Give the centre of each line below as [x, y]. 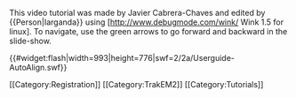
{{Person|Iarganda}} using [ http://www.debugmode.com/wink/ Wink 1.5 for [147, 22]
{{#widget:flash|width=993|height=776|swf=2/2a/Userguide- [122, 58]
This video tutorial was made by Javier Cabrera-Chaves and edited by [137, 13]
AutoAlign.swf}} [38, 67]
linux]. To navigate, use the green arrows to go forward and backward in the [148, 31]
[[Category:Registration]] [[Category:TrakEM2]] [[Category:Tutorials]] [136, 84]
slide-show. [30, 41]
